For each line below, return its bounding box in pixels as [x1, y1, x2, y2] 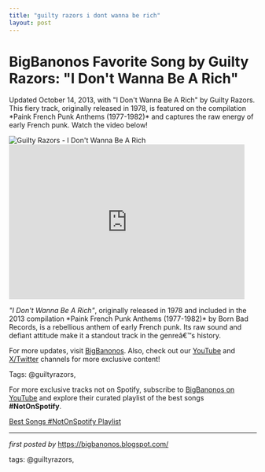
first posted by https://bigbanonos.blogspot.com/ [9, 440, 169, 449]
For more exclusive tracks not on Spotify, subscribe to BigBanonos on [9, 385, 235, 394]
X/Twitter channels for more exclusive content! [9, 355, 160, 364]
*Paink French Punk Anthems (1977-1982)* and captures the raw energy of [9, 112, 254, 122]
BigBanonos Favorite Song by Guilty [9, 53, 249, 71]
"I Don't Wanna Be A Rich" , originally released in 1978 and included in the [9, 306, 247, 315]
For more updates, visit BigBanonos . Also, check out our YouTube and [9, 346, 235, 356]
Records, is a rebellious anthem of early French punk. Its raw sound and [9, 323, 242, 332]
